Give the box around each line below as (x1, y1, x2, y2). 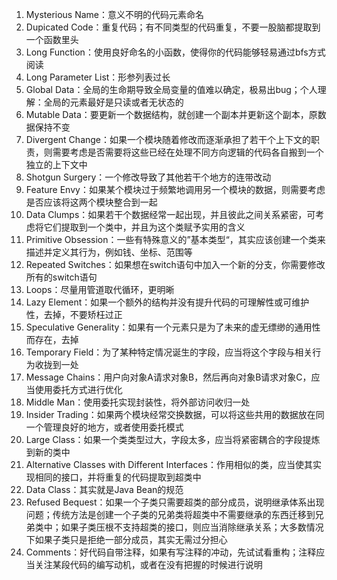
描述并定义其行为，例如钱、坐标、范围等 (25, 246, 193, 258)
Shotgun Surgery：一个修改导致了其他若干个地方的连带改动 (25, 171, 272, 183)
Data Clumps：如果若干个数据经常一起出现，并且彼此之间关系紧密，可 (25, 209, 316, 220)
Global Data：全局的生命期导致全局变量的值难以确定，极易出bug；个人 (25, 84, 318, 95)
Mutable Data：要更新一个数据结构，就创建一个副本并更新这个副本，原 (25, 109, 318, 120)
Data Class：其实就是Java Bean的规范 (25, 484, 184, 495)
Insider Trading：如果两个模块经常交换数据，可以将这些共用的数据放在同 (25, 409, 325, 420)
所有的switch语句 (25, 271, 98, 283)
